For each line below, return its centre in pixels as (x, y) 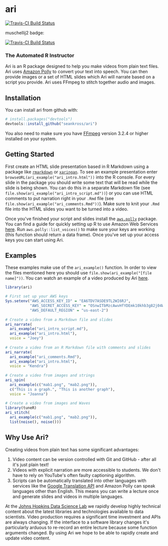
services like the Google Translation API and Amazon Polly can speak (84, 485)
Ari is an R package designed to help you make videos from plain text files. (82, 66)
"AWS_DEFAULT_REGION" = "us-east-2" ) (69, 310)
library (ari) (19, 287)
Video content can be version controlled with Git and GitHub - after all (84, 459)
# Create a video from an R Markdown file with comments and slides (78, 347)
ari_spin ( (15, 380)
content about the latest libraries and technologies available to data (74, 511)
